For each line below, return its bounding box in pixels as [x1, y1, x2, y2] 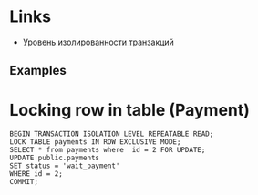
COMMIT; [9, 178, 39, 187]
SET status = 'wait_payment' [9, 161, 120, 170]
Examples [9, 63, 67, 78]
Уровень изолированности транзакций [22, 36, 175, 47]
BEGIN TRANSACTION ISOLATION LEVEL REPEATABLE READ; [9, 129, 214, 139]
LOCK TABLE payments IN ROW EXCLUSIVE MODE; [9, 138, 181, 147]
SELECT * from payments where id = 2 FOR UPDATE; [9, 146, 206, 155]
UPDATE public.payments [9, 153, 100, 163]
